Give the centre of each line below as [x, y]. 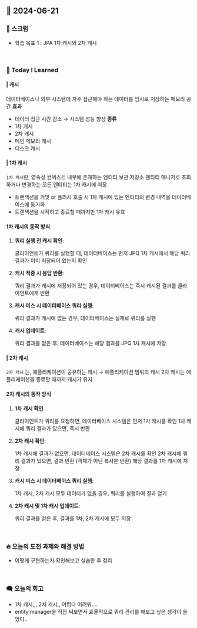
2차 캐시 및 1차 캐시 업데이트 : [47, 506]
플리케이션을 [21, 380]
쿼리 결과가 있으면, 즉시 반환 [58, 428]
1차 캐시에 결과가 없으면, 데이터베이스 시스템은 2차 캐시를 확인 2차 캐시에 [98, 453]
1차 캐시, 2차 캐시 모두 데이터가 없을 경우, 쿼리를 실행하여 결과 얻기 [91, 493]
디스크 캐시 [27, 148]
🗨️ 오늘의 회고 [25, 588]
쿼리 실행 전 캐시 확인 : [39, 241]
